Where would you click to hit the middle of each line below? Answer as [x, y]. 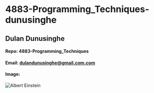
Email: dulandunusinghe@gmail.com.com [50, 63]
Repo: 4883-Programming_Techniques [47, 51]
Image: [13, 74]
